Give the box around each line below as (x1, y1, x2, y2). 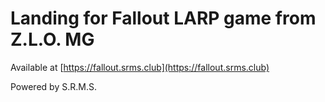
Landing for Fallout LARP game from (10, 7, 317, 30)
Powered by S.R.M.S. (10, 80, 97, 92)
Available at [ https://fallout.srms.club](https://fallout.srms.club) (10, 61, 270, 73)
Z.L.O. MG (10, 28, 95, 51)
